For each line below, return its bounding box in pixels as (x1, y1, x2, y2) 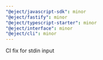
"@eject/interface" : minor (5, 25, 73, 31)
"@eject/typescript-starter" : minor (5, 20, 97, 26)
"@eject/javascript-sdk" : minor (5, 8, 86, 15)
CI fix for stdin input (5, 47, 54, 54)
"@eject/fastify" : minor (5, 14, 68, 20)
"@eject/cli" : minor (5, 31, 57, 37)
